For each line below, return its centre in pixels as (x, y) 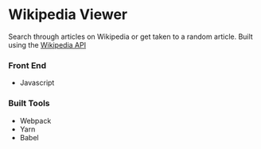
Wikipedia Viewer (68, 15)
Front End (27, 65)
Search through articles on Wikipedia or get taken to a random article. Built (130, 36)
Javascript (37, 83)
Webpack (35, 120)
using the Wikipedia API (47, 44)
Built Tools (29, 103)
